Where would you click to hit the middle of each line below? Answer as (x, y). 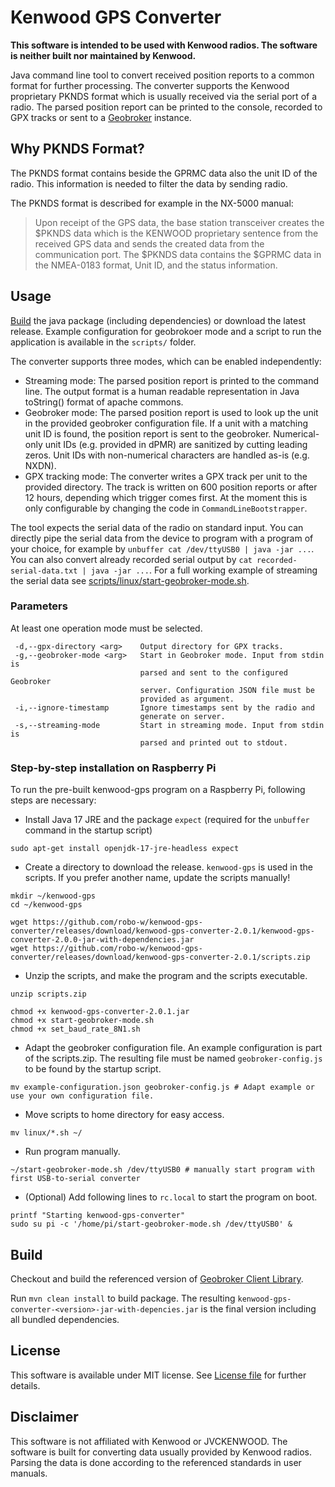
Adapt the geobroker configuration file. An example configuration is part (173, 1048)
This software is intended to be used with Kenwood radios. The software (164, 45)
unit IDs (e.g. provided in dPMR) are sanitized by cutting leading (176, 444)
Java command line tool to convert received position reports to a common (162, 75)
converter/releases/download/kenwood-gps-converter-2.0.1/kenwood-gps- (162, 931)
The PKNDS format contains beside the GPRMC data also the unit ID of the (164, 173)
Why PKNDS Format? (77, 149)
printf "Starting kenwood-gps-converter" (98, 1216)
